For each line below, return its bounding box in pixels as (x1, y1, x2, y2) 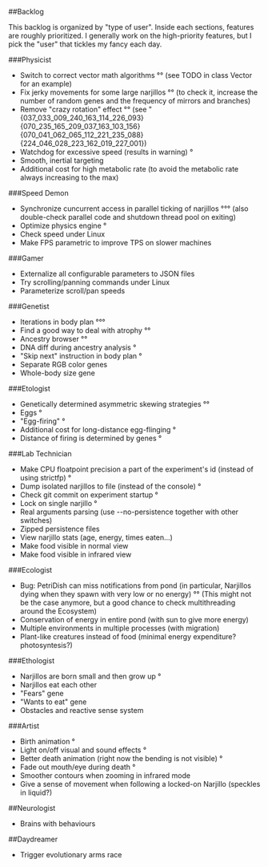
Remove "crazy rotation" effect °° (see (19, 104, 147, 114)
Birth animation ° (19, 737, 76, 746)
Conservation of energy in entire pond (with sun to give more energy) (19, 615, 250, 624)
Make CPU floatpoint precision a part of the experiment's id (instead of (19, 464, 254, 474)
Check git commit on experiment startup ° (19, 490, 158, 500)
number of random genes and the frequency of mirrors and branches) (19, 96, 251, 105)
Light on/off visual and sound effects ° (19, 745, 146, 755)
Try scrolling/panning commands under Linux (19, 278, 170, 287)
